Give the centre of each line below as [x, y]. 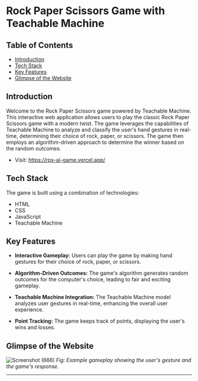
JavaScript [28, 216]
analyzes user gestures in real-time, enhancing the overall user [91, 303]
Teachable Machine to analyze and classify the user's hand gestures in [92, 129]
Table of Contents [40, 45]
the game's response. [32, 366]
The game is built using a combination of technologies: [73, 192]
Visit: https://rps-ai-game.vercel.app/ [60, 160]
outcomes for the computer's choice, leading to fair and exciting [93, 280]
